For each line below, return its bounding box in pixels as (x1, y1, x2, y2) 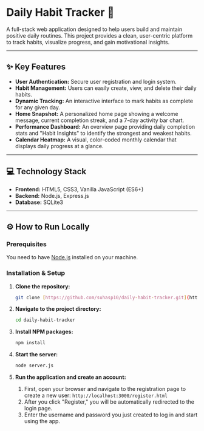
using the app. (24, 418, 61, 425)
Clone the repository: (15, 282, 70, 290)
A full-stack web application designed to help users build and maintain (6, 25, 183, 33)
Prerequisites (6, 240, 47, 248)
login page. (24, 405, 53, 412)
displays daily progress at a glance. (15, 142, 104, 149)
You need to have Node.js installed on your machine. (6, 254, 138, 261)
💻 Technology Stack (6, 166, 87, 177)
